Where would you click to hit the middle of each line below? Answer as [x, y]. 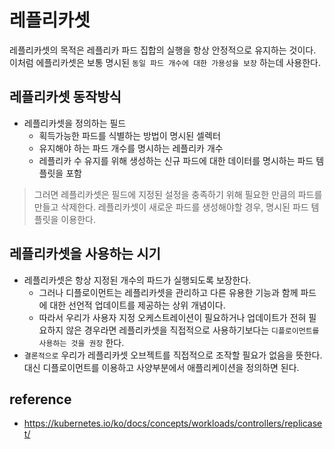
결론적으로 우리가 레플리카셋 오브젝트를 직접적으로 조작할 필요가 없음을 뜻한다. [173, 355]
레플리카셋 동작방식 [65, 97]
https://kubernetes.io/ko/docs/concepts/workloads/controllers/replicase [173, 423]
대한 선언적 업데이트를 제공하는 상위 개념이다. [137, 305]
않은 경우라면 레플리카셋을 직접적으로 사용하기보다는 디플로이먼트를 [192, 330]
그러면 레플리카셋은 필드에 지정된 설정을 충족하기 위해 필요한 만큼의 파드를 [178, 194]
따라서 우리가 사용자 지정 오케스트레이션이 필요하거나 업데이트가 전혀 [172, 317]
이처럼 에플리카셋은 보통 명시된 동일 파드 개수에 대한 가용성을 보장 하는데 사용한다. [165, 62]
